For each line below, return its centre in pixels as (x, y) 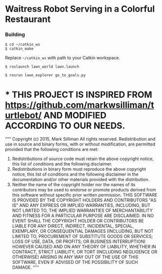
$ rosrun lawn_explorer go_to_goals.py (45, 75)
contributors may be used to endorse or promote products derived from (84, 190)
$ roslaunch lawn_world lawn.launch (42, 67)
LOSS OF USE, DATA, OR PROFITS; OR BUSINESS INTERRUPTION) (79, 241)
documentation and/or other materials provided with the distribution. (81, 180)
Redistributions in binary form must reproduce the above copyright (79, 169)
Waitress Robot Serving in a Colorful (80, 9)
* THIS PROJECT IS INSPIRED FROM (79, 95)
